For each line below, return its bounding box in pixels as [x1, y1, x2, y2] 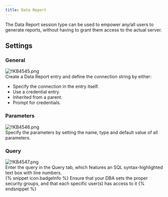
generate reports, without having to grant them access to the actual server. [5, 26, 162, 33]
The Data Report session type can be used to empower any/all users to [5, 21, 154, 27]
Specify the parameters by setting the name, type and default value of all [5, 129, 158, 135]
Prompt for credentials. [12, 100, 61, 106]
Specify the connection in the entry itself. [12, 83, 99, 89]
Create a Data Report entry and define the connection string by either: [5, 74, 152, 80]
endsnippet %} [5, 186, 37, 192]
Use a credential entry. [12, 89, 60, 95]
